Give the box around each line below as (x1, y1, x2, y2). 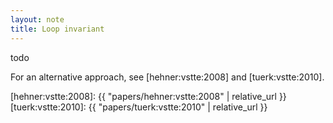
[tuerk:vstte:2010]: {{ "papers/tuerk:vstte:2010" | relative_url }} (10, 101, 268, 113)
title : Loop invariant (10, 24, 105, 34)
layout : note (10, 14, 65, 25)
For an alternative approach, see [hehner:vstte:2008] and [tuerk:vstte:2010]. (10, 71, 325, 83)
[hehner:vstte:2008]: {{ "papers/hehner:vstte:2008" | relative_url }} (10, 90, 287, 102)
